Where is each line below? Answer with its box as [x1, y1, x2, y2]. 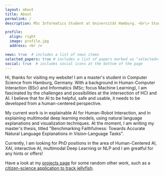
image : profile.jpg [9, 39, 49, 44]
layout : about [5, 7, 34, 12]
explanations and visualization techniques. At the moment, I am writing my [5, 120, 155, 126]
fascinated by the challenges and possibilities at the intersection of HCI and [5, 90, 157, 96]
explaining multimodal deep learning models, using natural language [5, 115, 143, 121]
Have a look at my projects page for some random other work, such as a [5, 160, 150, 166]
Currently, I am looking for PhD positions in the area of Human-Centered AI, [5, 140, 157, 146]
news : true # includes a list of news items [5, 52, 99, 57]
